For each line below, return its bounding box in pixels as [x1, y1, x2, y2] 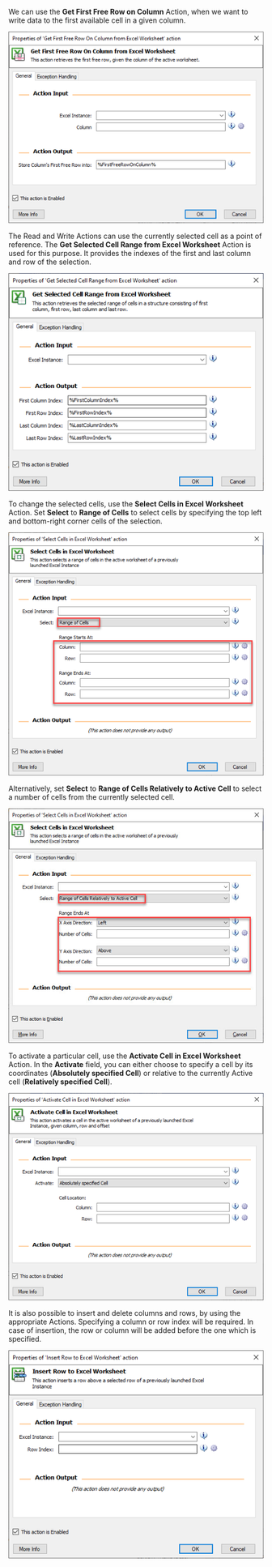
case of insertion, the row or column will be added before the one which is [8, 1325, 257, 1335]
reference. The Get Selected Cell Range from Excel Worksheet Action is [8, 239, 252, 250]
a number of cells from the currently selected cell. [8, 792, 176, 802]
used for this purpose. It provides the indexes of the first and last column [8, 248, 252, 258]
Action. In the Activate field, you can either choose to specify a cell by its [8, 1060, 253, 1070]
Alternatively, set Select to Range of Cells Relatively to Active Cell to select [8, 783, 262, 793]
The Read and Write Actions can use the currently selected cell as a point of [8, 231, 262, 241]
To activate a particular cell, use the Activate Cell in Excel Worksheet [8, 1051, 241, 1061]
